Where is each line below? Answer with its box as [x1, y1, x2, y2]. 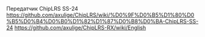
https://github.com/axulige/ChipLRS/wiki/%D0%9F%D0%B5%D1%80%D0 [6, 11, 195, 18]
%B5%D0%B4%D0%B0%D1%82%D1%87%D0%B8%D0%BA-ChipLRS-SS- [6, 18, 199, 24]
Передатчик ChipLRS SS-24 [6, 5, 78, 12]
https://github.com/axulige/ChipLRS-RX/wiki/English [14, 24, 146, 31]
